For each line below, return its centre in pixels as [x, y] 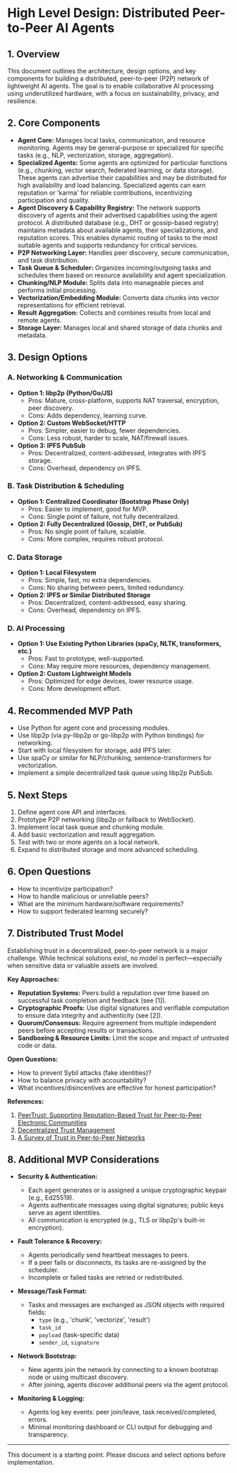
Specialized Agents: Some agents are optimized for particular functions [122, 162]
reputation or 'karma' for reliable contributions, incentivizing [105, 193]
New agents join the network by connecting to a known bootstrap [123, 1370]
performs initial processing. [57, 290]
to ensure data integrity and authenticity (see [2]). [90, 1015]
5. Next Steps [37, 795]
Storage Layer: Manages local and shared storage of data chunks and [120, 327]
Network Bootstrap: [47, 1356]
